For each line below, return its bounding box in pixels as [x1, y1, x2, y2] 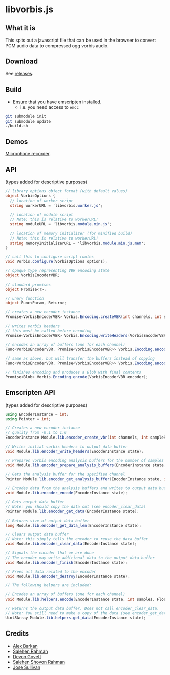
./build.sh [5, 123, 28, 129]
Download [5, 57, 38, 66]
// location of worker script [10, 198, 73, 203]
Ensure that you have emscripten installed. [12, 99, 102, 105]
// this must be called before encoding [5, 328, 92, 333]
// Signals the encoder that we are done [5, 550, 94, 555]
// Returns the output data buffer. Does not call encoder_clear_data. [5, 606, 159, 611]
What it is [5, 24, 36, 32]
